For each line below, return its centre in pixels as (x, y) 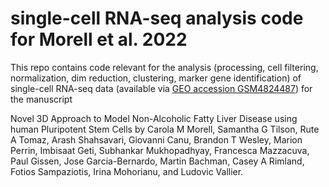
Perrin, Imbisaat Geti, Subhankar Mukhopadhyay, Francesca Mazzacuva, (160, 150)
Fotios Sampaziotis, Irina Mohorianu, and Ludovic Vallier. (127, 171)
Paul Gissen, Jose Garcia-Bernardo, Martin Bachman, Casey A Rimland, (157, 161)
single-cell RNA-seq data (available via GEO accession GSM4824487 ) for (161, 88)
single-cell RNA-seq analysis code (157, 18)
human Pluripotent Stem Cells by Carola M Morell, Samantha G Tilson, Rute (165, 129)
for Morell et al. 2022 (99, 39)
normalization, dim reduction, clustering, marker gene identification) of (156, 78)
